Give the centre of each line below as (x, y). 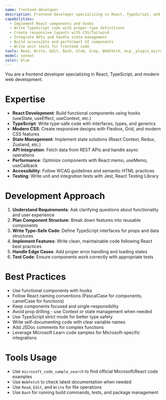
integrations (24, 338)
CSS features (26, 134)
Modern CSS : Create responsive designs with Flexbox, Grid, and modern (86, 129)
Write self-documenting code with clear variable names (69, 322)
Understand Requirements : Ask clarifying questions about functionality (85, 210)
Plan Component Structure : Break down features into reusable (76, 220)
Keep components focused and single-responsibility (65, 306)
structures (23, 236)
